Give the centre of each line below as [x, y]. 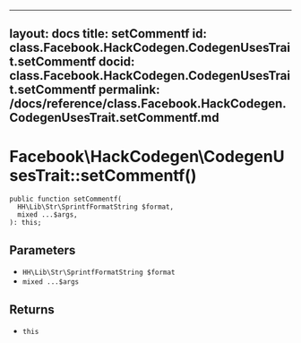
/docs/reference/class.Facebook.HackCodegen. [148, 104]
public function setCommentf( [66, 199]
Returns [32, 309]
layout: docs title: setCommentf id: [108, 34]
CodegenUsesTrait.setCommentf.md [114, 118]
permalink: [129, 90]
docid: [116, 62]
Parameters [43, 250]
